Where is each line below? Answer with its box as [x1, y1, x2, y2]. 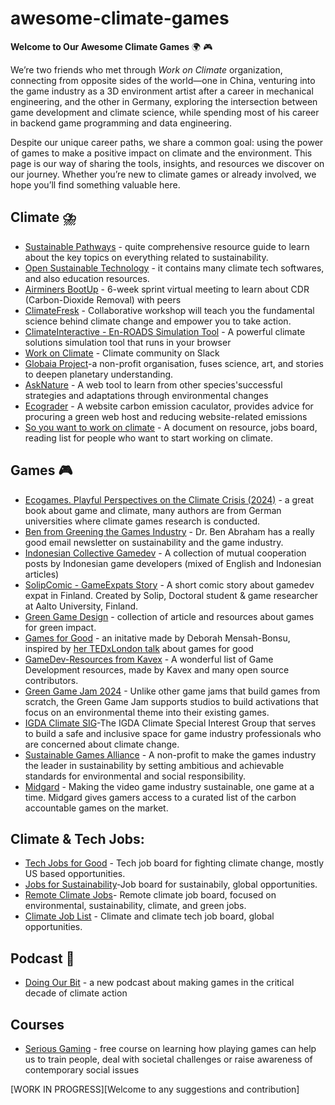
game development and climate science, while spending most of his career [10, 106, 320, 118]
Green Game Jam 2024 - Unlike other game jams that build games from [24, 685, 321, 697]
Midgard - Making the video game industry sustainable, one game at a [24, 780, 315, 792]
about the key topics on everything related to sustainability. [24, 251, 269, 263]
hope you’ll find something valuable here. [10, 178, 181, 191]
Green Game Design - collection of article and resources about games [24, 610, 315, 622]
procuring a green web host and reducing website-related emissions [24, 410, 308, 422]
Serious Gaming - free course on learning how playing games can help [24, 1043, 317, 1054]
